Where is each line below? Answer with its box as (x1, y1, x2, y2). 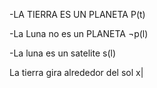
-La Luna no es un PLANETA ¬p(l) (9, 28, 149, 39)
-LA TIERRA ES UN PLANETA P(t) (9, 9, 146, 20)
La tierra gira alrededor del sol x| (9, 67, 144, 78)
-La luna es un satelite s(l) (9, 47, 117, 59)
